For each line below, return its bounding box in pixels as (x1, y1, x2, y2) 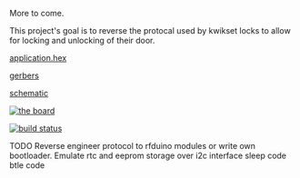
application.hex (9, 53, 67, 63)
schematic (9, 88, 48, 98)
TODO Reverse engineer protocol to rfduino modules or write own (9, 141, 256, 151)
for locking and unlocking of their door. (9, 35, 155, 45)
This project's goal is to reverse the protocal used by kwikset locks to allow (9, 25, 291, 35)
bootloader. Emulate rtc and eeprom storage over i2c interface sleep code (9, 150, 287, 161)
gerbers (9, 70, 39, 81)
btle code (9, 160, 45, 171)
